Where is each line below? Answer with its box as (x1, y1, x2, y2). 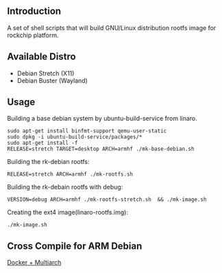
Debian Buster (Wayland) (16, 76, 88, 84)
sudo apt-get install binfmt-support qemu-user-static (7, 128, 167, 134)
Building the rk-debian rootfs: (7, 158, 90, 166)
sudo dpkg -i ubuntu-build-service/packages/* (7, 134, 143, 141)
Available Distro (7, 51, 77, 62)
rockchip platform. (7, 31, 59, 39)
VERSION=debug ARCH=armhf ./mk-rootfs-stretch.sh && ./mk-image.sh (7, 196, 207, 203)
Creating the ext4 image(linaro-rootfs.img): (7, 209, 129, 217)
